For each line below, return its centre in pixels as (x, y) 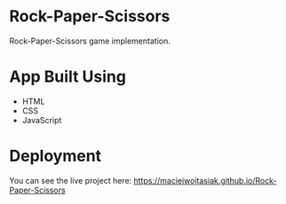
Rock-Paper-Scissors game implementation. (90, 41)
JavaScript (42, 120)
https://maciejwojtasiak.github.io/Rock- (205, 180)
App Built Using (68, 77)
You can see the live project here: (71, 180)
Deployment (56, 156)
